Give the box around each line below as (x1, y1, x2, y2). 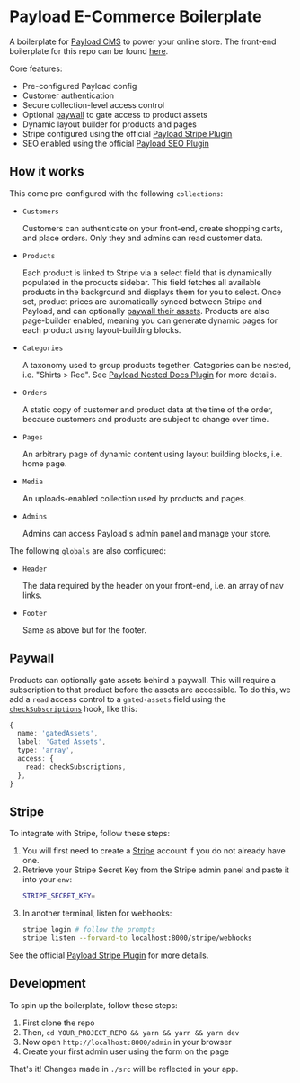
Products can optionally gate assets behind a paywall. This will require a (9, 674, 277, 685)
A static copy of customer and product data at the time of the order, (22, 403, 273, 415)
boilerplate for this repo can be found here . (9, 45, 169, 56)
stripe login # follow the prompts (22, 925, 156, 934)
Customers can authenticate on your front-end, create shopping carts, (22, 222, 283, 233)
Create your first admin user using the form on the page (22, 1046, 229, 1057)
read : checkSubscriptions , (25, 763, 127, 772)
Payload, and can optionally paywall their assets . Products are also (22, 305, 270, 316)
